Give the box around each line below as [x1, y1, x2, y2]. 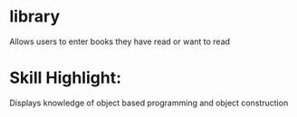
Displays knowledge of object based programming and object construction [9, 97, 289, 108]
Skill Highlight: [9, 67, 122, 88]
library [9, 6, 61, 27]
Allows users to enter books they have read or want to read [9, 36, 231, 47]
